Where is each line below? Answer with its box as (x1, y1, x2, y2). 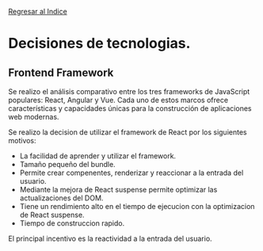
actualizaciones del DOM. (19, 193, 104, 203)
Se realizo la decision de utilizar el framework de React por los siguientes (8, 127, 247, 137)
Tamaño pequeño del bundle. (19, 160, 116, 169)
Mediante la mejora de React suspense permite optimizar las (19, 185, 218, 194)
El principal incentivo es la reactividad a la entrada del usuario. (8, 234, 212, 243)
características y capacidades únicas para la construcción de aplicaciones (8, 104, 252, 113)
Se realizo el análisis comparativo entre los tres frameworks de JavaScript (8, 87, 250, 96)
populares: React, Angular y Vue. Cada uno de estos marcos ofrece (8, 95, 228, 105)
